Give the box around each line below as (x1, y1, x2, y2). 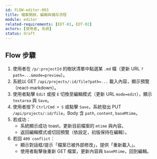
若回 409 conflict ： (12, 135, 55, 141)
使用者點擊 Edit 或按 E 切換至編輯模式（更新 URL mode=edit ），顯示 (12, 91, 152, 97)
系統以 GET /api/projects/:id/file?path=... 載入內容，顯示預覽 (12, 78, 150, 84)
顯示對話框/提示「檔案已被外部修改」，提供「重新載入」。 (20, 142, 138, 148)
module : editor (5, 17, 38, 22)
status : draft (5, 31, 36, 36)
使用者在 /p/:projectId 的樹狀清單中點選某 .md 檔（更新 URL (12, 66, 140, 72)
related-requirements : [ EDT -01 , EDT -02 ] (5, 21, 92, 27)
